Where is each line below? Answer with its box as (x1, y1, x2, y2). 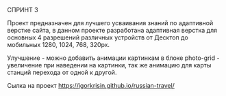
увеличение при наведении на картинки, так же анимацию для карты (7, 61, 212, 69)
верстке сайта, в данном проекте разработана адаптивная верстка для (7, 27, 218, 34)
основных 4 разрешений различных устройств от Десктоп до (7, 33, 188, 42)
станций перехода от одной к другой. (7, 68, 117, 76)
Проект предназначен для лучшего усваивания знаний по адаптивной (7, 19, 214, 27)
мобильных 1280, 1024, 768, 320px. (7, 41, 110, 48)
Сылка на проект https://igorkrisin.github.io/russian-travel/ (7, 82, 175, 89)
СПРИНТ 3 (7, 6, 39, 14)
